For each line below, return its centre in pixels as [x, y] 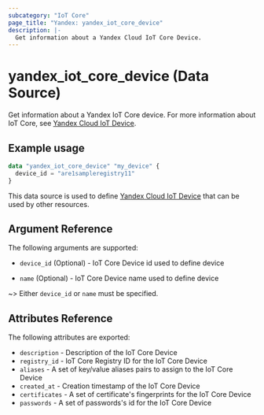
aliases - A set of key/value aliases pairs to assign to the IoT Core [126, 369]
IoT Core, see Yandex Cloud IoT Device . [72, 124]
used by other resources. [49, 204]
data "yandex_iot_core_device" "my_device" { [84, 166]
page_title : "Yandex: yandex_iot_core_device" [86, 23]
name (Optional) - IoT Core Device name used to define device [119, 278]
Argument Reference [60, 229]
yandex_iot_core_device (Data [109, 76]
